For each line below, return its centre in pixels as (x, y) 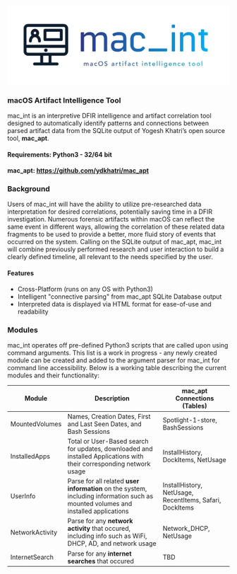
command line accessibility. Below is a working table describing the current (117, 367)
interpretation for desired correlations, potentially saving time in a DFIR (110, 212)
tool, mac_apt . (28, 138)
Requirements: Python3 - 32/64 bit (60, 154)
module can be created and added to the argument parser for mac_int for (114, 360)
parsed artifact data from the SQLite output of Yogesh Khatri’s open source (116, 130)
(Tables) (195, 406)
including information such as (110, 496)
